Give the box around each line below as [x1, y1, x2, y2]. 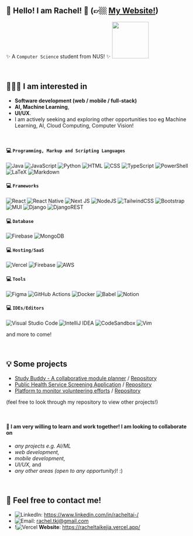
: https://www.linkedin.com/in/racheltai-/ [40, 511, 139, 518]
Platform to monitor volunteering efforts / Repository [14, 387, 141, 394]
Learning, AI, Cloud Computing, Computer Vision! [14, 122, 134, 129]
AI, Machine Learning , [14, 103, 70, 110]
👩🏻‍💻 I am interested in [6, 81, 88, 91]
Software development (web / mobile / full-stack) [14, 97, 137, 104]
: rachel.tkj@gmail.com [33, 517, 89, 524]
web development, [14, 448, 60, 455]
